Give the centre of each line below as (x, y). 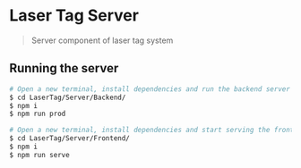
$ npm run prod (38, 114)
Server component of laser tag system (102, 40)
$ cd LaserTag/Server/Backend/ (68, 97)
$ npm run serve (39, 155)
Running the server (64, 68)
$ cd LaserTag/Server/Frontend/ (69, 139)
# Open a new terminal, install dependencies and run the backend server (150, 89)
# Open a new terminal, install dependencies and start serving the (140, 130)
